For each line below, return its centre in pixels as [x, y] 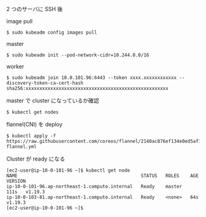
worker [15, 67]
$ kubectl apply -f [31, 136]
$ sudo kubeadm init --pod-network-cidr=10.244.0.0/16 [78, 55]
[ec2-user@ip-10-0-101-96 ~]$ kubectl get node [68, 170]
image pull [19, 21]
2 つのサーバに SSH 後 [35, 9]
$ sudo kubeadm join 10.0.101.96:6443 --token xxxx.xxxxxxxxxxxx [91, 78]
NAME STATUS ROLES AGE [103, 176]
